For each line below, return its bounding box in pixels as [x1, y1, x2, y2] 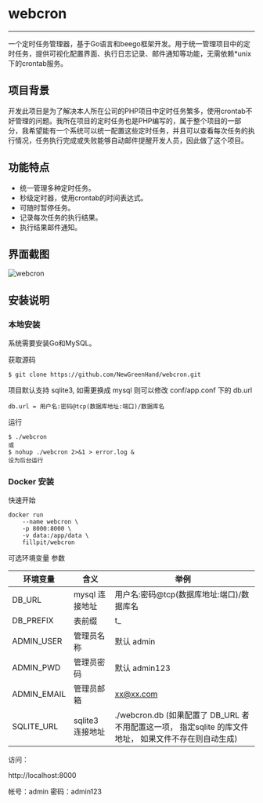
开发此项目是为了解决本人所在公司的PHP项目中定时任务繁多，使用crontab [8, 106, 247, 115]
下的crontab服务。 [8, 58, 68, 68]
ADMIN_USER [12, 636, 63, 647]
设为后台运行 [8, 457, 44, 465]
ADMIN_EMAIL [12, 688, 67, 699]
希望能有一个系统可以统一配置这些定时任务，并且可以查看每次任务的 [28, 126, 248, 135]
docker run [8, 511, 44, 519]
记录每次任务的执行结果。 [19, 213, 103, 222]
